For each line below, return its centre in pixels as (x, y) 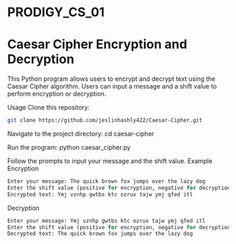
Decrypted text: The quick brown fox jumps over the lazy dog (100, 234)
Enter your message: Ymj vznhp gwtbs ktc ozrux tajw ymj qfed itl (106, 221)
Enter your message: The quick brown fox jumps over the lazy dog (106, 181)
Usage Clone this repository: (48, 108)
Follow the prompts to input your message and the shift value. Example (110, 161)
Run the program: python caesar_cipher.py (69, 147)
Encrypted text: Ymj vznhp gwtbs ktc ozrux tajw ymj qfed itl (100, 194)
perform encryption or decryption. (57, 94)
